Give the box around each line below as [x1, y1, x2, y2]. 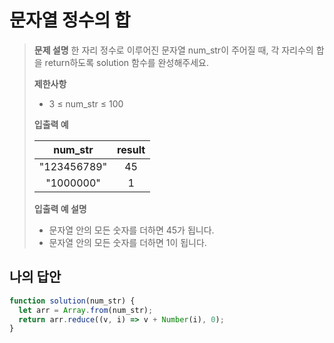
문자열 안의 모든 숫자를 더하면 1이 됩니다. [48, 236, 207, 248]
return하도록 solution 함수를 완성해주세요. [44, 56, 209, 68]
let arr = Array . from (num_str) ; [18, 305, 154, 315]
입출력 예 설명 [33, 202, 87, 215]
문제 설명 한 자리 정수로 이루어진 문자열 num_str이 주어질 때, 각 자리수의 [33, 44, 314, 56]
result [117, 142, 146, 156]
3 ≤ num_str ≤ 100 [48, 97, 124, 110]
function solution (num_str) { [9, 296, 136, 306]
